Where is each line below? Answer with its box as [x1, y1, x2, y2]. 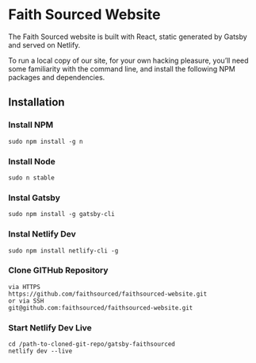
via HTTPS [8, 283, 41, 291]
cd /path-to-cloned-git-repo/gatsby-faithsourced [8, 340, 176, 349]
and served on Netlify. [8, 40, 81, 49]
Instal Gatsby [8, 192, 61, 203]
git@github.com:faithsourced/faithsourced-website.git [8, 303, 193, 311]
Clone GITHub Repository [8, 265, 109, 276]
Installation [8, 95, 65, 109]
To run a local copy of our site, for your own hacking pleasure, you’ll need [8, 56, 249, 65]
